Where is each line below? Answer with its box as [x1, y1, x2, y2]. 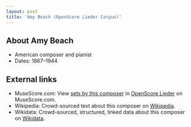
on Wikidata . [14, 115, 45, 122]
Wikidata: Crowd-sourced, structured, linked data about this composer [14, 109, 186, 116]
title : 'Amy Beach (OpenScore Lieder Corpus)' [6, 14, 122, 20]
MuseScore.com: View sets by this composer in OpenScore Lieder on [14, 90, 183, 97]
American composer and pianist [14, 51, 92, 59]
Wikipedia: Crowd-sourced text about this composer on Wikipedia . [14, 102, 176, 109]
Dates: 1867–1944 [14, 57, 58, 64]
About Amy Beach [6, 36, 74, 46]
